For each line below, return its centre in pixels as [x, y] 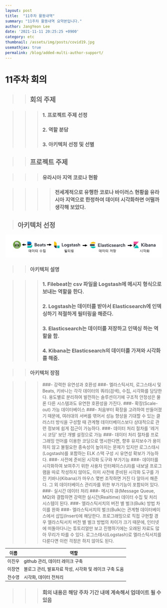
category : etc [20, 37]
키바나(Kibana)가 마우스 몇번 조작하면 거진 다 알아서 [98, 478]
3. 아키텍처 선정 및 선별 [68, 144]
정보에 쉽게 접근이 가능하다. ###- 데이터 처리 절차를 [98, 428]
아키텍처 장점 [45, 372]
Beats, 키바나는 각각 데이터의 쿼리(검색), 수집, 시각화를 [95, 391]
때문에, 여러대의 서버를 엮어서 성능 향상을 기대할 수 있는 [101, 416]
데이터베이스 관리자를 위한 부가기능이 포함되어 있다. [109, 484]
